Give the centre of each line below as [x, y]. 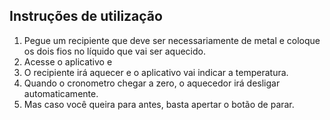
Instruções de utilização [86, 16]
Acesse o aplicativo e [68, 61]
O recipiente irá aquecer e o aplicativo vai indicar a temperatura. [156, 72]
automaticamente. [61, 93]
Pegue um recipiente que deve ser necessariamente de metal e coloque [172, 40]
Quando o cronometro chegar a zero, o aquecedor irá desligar [152, 83]
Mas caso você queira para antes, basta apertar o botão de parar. [159, 104]
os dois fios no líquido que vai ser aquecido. [114, 51]
